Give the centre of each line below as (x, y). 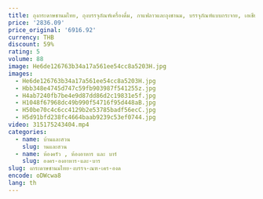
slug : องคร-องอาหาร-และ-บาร (61, 161)
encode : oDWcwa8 (35, 176)
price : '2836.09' (37, 23)
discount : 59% (31, 45)
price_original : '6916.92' (52, 30)
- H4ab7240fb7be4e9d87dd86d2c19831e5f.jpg (86, 96)
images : (21, 74)
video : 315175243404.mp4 (49, 125)
